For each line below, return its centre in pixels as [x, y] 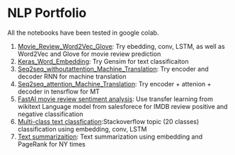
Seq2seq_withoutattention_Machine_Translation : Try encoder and [113, 69]
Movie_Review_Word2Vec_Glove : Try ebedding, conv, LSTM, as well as [121, 46]
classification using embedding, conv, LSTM [82, 129]
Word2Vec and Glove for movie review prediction [89, 54]
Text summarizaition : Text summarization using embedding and [110, 137]
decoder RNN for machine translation [72, 76]
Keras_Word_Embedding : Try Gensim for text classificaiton [103, 61]
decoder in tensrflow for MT [59, 91]
